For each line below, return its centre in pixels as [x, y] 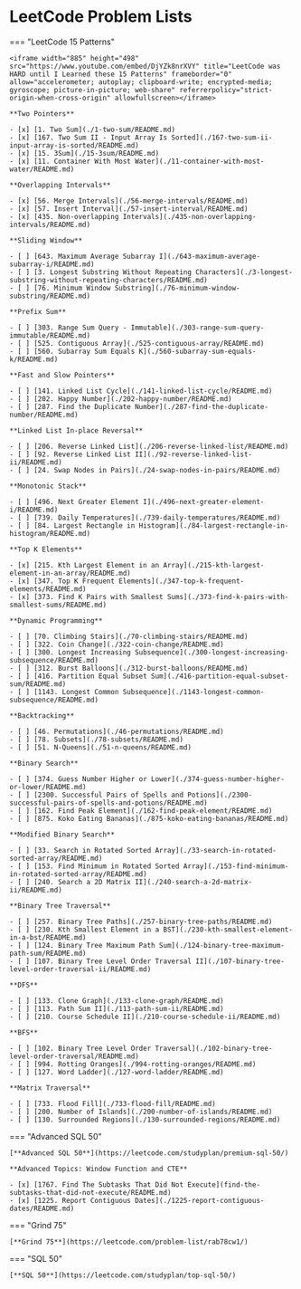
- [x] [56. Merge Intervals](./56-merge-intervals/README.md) [129, 201]
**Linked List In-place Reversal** [76, 430]
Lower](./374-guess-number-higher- [217, 779]
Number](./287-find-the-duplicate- [202, 406]
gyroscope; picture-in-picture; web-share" [93, 90]
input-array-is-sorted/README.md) [75, 145]
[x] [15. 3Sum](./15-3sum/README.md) [89, 153]
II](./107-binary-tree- [240, 961]
